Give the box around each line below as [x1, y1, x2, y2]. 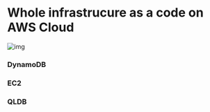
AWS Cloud [7, 19, 74, 35]
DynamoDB [7, 59, 47, 69]
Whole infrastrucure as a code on [7, 5, 204, 21]
